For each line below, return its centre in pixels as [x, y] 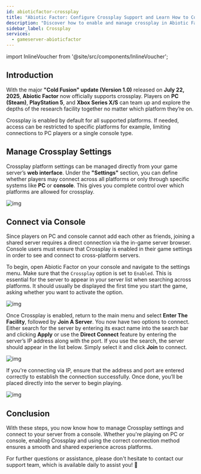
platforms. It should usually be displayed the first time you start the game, [97, 286]
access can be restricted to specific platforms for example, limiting [89, 127]
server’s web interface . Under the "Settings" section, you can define [92, 172]
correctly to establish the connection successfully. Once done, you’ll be [95, 377]
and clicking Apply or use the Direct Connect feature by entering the [92, 335]
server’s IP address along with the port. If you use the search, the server [95, 341]
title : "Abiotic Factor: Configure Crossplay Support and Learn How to [97, 17]
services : [19, 34]
